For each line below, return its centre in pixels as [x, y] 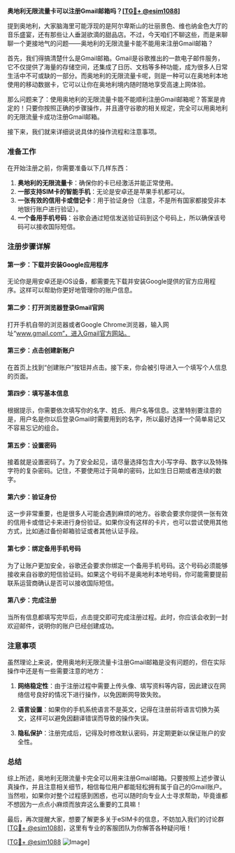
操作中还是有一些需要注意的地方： [56, 671]
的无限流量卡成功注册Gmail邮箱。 [55, 117]
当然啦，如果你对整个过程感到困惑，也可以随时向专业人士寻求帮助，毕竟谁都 [117, 796]
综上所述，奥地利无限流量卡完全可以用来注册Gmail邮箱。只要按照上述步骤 [114, 778]
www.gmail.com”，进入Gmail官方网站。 [73, 333]
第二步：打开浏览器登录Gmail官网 [56, 308]
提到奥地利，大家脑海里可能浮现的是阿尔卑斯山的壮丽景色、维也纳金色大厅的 [117, 26]
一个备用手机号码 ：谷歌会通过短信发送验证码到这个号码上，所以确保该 [119, 218]
